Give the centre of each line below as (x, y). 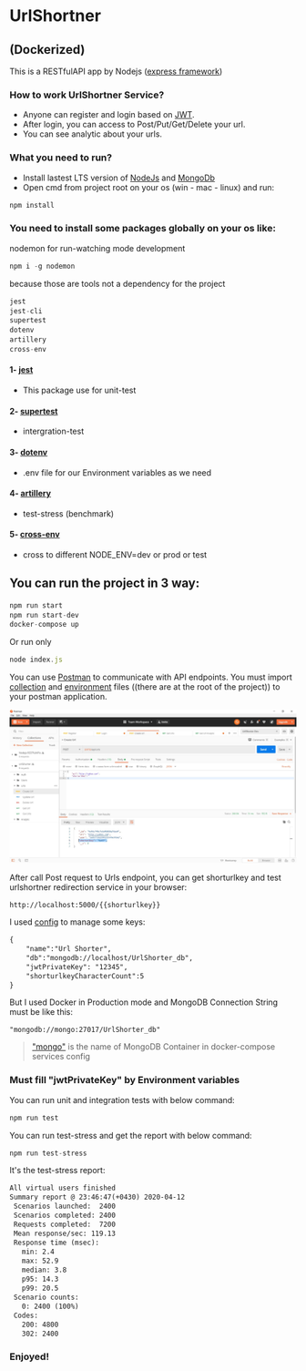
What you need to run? (61, 158)
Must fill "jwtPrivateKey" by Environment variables (124, 1080)
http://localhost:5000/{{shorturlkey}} (85, 905)
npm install (32, 205)
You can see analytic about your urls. (92, 134)
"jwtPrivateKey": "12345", (77, 967)
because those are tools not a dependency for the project (117, 283)
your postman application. (58, 697)
